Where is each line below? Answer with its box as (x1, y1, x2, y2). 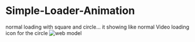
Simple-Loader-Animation (5, 4, 135, 17)
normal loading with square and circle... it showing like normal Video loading (5, 23, 190, 30)
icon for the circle (5, 29, 48, 36)
